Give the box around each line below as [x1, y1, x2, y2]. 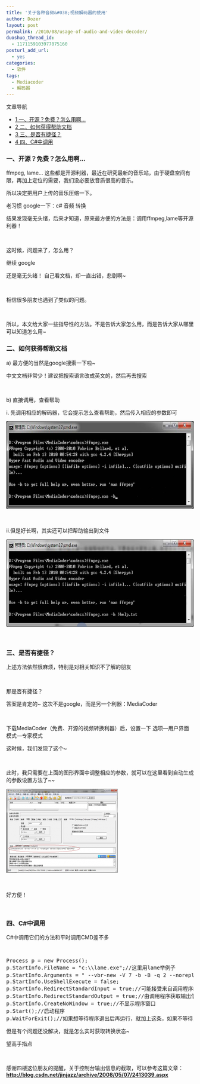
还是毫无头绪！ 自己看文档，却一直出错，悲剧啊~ [6, 272, 126, 279]
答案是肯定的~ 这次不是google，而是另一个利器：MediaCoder [6, 700, 158, 708]
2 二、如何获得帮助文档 [14, 123, 73, 131]
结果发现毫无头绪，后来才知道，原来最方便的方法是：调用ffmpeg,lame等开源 [6, 215, 194, 222]
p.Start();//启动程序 [6, 1008, 65, 1015]
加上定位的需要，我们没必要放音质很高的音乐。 [21, 177, 137, 184]
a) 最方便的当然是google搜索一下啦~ [6, 359, 96, 366]
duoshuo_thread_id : [6, 35, 55, 41]
